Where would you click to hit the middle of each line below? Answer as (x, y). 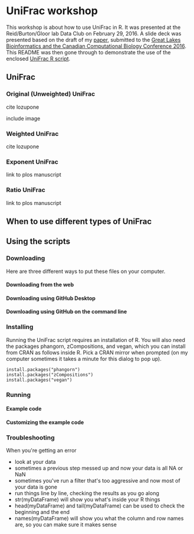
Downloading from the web (40, 285)
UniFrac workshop (52, 11)
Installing (20, 327)
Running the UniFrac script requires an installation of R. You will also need (96, 340)
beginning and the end (42, 512)
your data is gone (36, 487)
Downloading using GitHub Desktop (51, 298)
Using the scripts (38, 241)
